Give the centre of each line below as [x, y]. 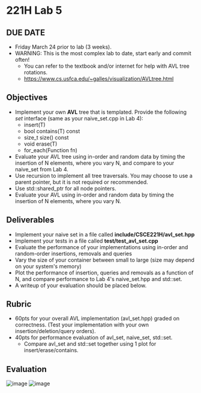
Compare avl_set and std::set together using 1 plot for [90, 344]
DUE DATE [26, 33]
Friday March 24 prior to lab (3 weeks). [63, 47]
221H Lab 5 [34, 10]
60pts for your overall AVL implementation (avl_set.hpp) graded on [97, 319]
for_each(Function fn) [51, 150]
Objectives [27, 97]
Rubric [19, 304]
